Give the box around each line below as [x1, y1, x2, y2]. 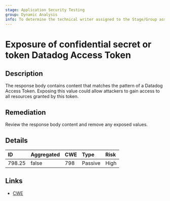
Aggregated [30, 151, 60, 158]
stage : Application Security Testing [5, 7, 85, 13]
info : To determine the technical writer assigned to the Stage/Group [5, 17, 157, 22]
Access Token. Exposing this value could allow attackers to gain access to [5, 88, 160, 94]
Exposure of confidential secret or [5, 38, 152, 50]
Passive [81, 160, 101, 167]
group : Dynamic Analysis [5, 12, 58, 17]
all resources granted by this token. [5, 93, 79, 99]
